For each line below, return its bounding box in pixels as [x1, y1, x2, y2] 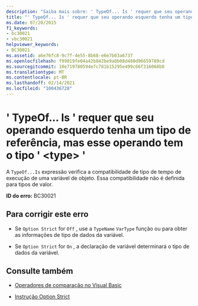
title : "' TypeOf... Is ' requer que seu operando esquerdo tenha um [6, 14, 181, 20]
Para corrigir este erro [6, 209, 89, 219]
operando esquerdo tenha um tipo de [6, 123, 192, 137]
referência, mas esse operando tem [6, 136, 184, 149]
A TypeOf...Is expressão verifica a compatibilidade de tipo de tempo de [6, 168, 181, 175]
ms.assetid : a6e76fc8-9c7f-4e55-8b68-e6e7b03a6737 [6, 53, 133, 58]
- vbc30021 [6, 36, 33, 42]
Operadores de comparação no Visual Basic [14, 282, 122, 289]
